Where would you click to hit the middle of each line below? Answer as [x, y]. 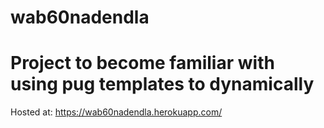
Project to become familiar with [142, 63]
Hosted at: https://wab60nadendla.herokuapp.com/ [116, 112]
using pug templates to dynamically [162, 84]
